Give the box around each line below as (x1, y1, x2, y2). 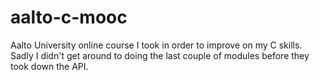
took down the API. (10, 60, 89, 72)
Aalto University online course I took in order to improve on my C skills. (10, 39, 303, 51)
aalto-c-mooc (10, 6, 128, 29)
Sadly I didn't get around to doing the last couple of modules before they (10, 49, 310, 61)
